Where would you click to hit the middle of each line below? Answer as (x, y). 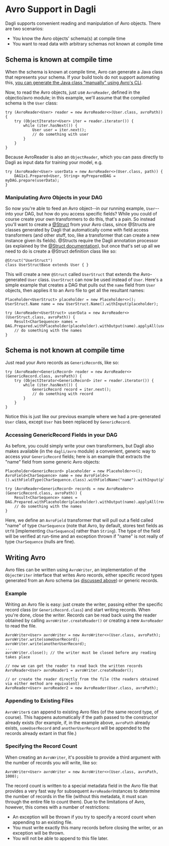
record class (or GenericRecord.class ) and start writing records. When (78, 610)
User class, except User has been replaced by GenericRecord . (68, 422)
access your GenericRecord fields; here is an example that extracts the (78, 457)
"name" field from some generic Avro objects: (53, 462)
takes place (18, 657)
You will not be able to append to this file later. (60, 838)
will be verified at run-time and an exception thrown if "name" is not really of (84, 536)
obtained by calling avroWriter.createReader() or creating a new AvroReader (84, 621)
